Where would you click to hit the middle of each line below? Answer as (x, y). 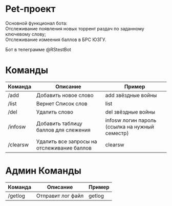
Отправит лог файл (60, 196)
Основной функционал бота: (36, 23)
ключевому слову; (26, 34)
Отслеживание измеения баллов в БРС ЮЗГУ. (56, 40)
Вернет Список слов (62, 103)
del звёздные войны (130, 112)
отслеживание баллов (64, 148)
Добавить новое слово (65, 95)
